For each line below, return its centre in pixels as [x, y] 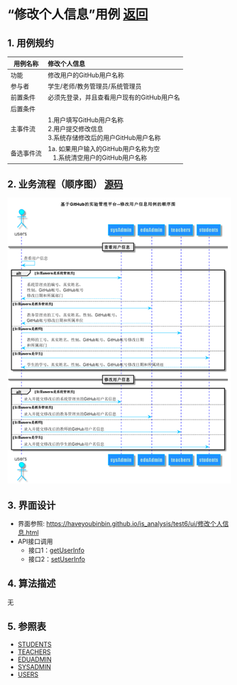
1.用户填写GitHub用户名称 [86, 120]
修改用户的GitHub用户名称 [86, 75]
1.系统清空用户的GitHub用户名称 [100, 158]
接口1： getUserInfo [56, 550]
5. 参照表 [27, 626]
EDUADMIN [34, 659]
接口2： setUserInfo [56, 559]
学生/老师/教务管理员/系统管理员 [95, 86]
